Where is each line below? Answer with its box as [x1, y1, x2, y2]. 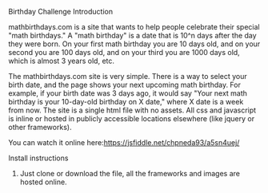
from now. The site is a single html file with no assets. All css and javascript [8, 105, 257, 115]
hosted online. [19, 177, 67, 187]
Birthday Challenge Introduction [8, 7, 114, 16]
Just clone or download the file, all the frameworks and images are [19, 169, 240, 178]
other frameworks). [8, 123, 72, 132]
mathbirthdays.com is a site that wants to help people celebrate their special [8, 22, 260, 31]
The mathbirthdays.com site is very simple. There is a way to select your [8, 72, 248, 81]
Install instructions [8, 153, 69, 163]
